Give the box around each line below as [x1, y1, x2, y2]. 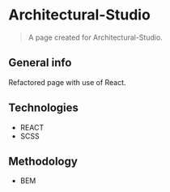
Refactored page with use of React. [8, 77, 127, 87]
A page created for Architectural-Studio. [28, 32, 164, 42]
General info [8, 56, 72, 70]
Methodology [8, 154, 79, 168]
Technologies [8, 101, 79, 115]
